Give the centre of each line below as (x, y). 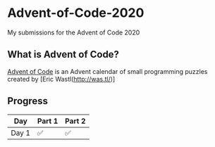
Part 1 (48, 121)
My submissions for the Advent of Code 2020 (74, 32)
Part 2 (75, 121)
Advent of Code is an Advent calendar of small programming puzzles (107, 71)
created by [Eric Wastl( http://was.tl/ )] (61, 79)
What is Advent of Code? (63, 55)
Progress (27, 101)
